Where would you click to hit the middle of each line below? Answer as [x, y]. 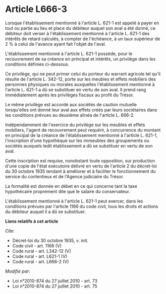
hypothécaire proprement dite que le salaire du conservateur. [68, 191]
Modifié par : [18, 271]
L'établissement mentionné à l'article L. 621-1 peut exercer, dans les [74, 201]
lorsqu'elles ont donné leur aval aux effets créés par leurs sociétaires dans [81, 110]
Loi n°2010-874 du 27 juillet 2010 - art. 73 [55, 281]
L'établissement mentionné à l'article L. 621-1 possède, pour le [69, 54]
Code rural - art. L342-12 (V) [42, 251]
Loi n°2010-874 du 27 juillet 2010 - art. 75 [55, 286]
